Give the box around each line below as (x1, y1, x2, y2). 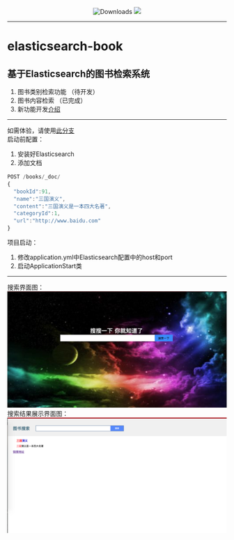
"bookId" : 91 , (13, 188, 52, 195)
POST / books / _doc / (7, 173, 61, 180)
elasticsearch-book (7, 38, 123, 54)
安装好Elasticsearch (17, 150, 75, 158)
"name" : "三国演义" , (13, 195, 66, 202)
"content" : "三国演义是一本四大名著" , (13, 203, 111, 210)
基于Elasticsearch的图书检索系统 (7, 68, 150, 79)
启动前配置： (7, 135, 44, 143)
